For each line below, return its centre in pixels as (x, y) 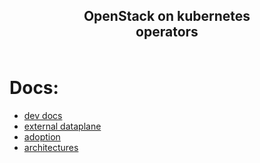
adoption (42, 137)
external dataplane (62, 126)
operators (167, 32)
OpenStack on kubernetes (167, 16)
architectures (51, 148)
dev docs (43, 116)
